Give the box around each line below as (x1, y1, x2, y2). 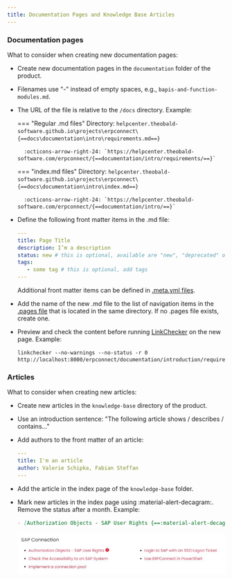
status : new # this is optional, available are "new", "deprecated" (17, 252, 220, 259)
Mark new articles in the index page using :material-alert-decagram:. (17, 498, 214, 506)
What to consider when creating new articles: (7, 388, 137, 397)
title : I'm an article (17, 458, 83, 465)
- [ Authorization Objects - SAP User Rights (17, 519, 148, 526)
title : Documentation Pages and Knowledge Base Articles (7, 11, 175, 18)
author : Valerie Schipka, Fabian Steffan (17, 465, 139, 472)
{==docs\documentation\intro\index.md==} (17, 183, 139, 190)
